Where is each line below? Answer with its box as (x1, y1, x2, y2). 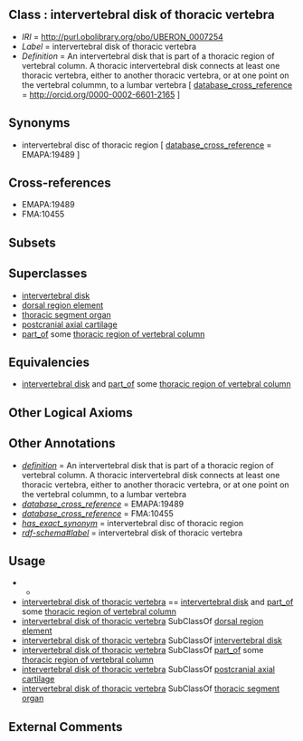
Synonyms (8, 115, 71, 130)
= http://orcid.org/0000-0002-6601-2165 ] (21, 89, 180, 100)
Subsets (8, 235, 56, 250)
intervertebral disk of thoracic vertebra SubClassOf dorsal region (21, 616, 264, 627)
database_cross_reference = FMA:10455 (21, 507, 174, 519)
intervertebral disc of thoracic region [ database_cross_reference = (21, 140, 272, 150)
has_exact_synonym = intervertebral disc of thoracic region (21, 517, 244, 528)
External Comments (8, 719, 123, 735)
